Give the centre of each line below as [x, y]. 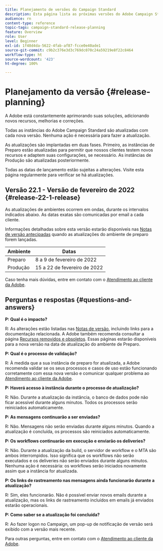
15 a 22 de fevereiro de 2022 [69, 267]
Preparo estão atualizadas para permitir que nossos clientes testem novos [79, 150]
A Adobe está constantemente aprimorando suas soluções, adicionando [77, 116]
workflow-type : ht [24, 55]
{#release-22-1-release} [43, 198]
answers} [20, 308]
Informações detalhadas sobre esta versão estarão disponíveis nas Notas [78, 229]
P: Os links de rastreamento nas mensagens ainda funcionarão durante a [80, 480]
